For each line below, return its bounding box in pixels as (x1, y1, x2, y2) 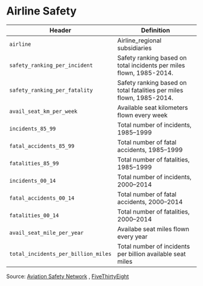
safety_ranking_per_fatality (9, 86, 93, 94)
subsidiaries (117, 43, 152, 52)
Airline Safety (6, 4, 77, 18)
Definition (141, 26, 170, 34)
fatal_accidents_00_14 (9, 194, 74, 202)
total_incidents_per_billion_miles (9, 250, 112, 257)
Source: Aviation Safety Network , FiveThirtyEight (6, 273, 129, 280)
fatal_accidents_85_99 (9, 142, 74, 149)
